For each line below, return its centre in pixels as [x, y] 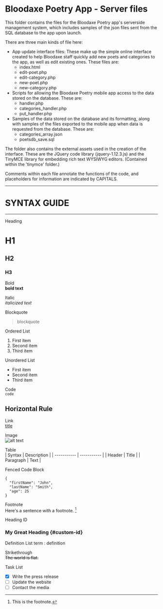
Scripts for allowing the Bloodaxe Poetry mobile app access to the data [83, 93]
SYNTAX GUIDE [37, 203]
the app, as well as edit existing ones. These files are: [65, 62]
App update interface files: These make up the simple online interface [82, 52]
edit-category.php [37, 77]
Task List [14, 567]
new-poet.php [33, 82]
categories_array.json [41, 134]
